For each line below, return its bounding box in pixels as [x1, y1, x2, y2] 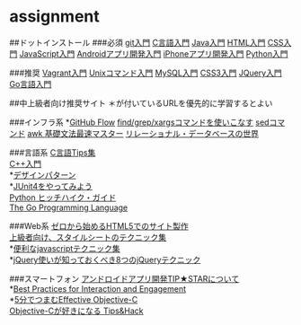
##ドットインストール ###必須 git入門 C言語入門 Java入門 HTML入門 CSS [9, 37, 285, 48]
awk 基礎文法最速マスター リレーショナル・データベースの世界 [26, 127, 259, 138]
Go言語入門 [9, 78, 52, 89]
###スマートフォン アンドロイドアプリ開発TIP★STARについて [9, 273, 240, 284]
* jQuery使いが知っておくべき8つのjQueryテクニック [9, 254, 201, 265]
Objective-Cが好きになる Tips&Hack [9, 305, 144, 316]
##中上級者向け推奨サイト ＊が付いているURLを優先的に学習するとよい [9, 97, 273, 109]
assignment [9, 6, 101, 27]
